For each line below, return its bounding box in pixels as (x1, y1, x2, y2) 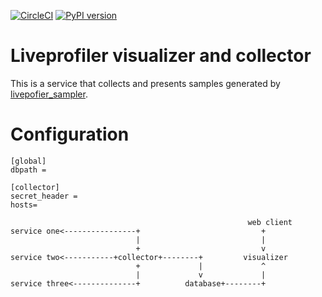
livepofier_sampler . (10, 88, 88, 100)
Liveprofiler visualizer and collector (10, 45, 312, 67)
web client (247, 217, 293, 227)
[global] (10, 156, 47, 166)
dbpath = (10, 165, 47, 175)
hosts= (10, 200, 38, 210)
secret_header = (10, 191, 78, 201)
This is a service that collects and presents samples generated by (10, 77, 281, 89)
